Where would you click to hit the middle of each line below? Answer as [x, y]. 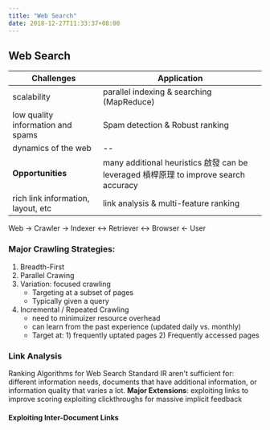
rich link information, [51, 199]
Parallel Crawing [47, 275]
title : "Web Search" [43, 16]
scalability [31, 97]
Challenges [54, 79]
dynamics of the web [52, 148]
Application [180, 79]
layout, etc [32, 208]
